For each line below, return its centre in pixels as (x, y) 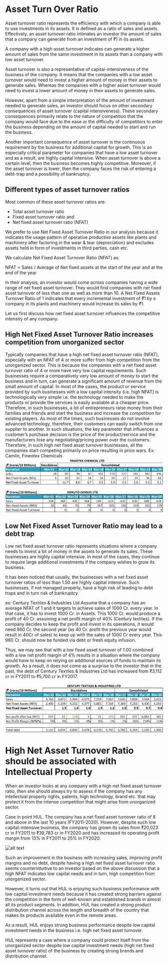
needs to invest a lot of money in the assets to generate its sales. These (79, 551)
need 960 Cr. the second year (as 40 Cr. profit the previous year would (78, 629)
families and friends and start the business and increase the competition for (83, 413)
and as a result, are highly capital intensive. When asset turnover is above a (83, 158)
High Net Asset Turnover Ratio (69, 751)
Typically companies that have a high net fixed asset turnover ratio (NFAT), (82, 354)
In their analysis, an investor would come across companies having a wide (82, 282)
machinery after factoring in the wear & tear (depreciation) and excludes (79, 242)
